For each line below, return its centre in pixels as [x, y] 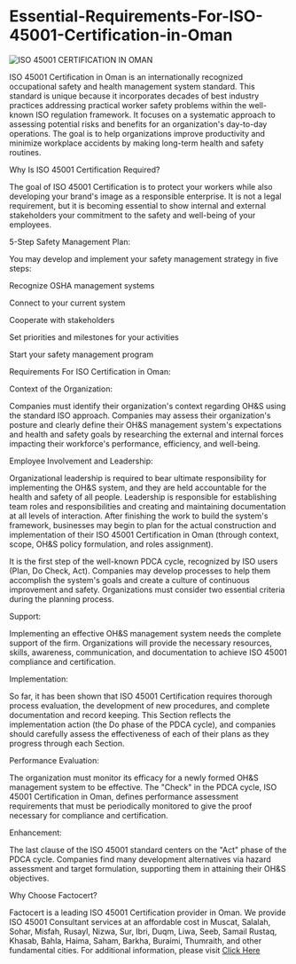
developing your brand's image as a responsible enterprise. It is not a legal [145, 196]
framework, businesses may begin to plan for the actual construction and [143, 525]
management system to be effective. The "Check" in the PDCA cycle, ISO [143, 786]
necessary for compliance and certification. [89, 815]
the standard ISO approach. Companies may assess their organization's [140, 415]
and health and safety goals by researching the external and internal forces [146, 434]
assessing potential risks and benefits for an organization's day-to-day [138, 124]
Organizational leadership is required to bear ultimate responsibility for [138, 478]
